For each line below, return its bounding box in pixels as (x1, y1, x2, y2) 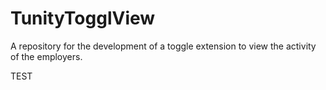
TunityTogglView (10, 7, 156, 30)
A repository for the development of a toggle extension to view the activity (10, 40, 317, 52)
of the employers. (10, 50, 83, 62)
